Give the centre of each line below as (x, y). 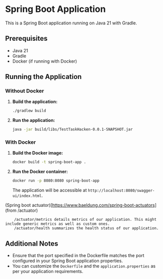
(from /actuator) (22, 210)
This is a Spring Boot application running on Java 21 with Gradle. (71, 23)
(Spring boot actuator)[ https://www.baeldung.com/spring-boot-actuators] (81, 205)
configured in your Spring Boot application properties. (68, 261)
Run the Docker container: (40, 172)
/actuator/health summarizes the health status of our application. (86, 228)
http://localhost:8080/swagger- (121, 191)
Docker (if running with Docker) (44, 61)
